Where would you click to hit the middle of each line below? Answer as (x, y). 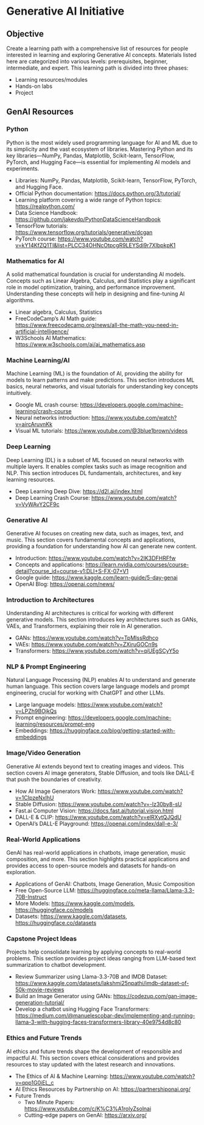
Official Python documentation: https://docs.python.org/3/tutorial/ (98, 193)
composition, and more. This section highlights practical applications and (98, 859)
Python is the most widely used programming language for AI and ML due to (102, 142)
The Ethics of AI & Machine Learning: (62, 1076)
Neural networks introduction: (52, 418)
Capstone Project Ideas (42, 938)
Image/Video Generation (44, 753)
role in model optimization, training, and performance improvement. (91, 287)
